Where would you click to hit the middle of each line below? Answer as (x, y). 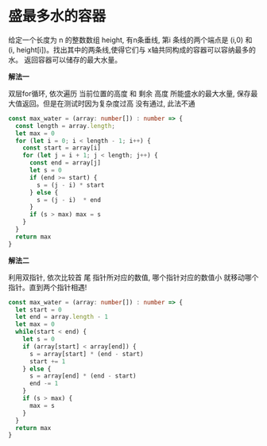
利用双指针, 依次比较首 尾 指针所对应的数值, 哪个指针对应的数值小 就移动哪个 (133, 277)
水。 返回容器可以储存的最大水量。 (65, 60)
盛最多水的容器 (57, 16)
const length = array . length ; (65, 126)
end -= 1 (44, 384)
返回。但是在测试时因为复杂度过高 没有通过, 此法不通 (108, 103)
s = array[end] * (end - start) (83, 376)
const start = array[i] (62, 148)
